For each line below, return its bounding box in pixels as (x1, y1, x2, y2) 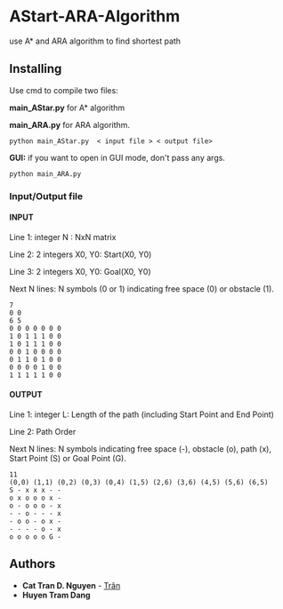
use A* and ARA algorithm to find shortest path (9, 36, 181, 46)
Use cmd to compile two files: (9, 84, 118, 95)
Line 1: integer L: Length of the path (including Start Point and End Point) (9, 409, 274, 420)
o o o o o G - (9, 533, 62, 541)
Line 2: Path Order (9, 427, 77, 437)
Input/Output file (9, 189, 84, 202)
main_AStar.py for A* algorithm (9, 102, 125, 113)
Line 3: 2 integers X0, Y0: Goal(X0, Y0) (9, 266, 151, 276)
